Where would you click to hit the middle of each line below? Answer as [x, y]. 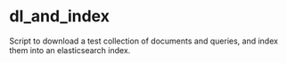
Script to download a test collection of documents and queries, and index [144, 41]
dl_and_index [59, 16]
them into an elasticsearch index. [70, 50]
